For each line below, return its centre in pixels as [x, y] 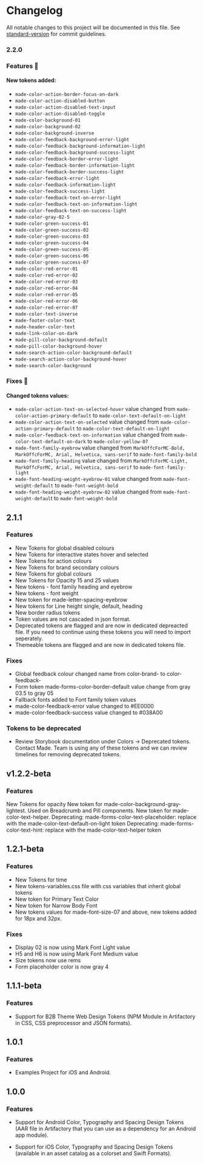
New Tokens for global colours [53, 574]
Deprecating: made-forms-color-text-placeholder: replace [124, 817]
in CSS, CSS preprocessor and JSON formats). [73, 1023]
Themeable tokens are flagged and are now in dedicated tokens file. [100, 644]
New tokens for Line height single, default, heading [79, 606]
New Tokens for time [41, 880]
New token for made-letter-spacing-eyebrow [71, 599]
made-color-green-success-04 [52, 243]
